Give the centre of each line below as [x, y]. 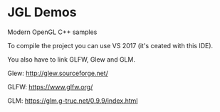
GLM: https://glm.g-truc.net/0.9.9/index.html [73, 101]
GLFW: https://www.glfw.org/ [50, 86]
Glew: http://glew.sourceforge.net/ [58, 73]
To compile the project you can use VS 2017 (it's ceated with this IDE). [110, 45]
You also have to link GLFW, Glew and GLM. [71, 59]
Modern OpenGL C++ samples [52, 32]
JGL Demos [42, 12]
